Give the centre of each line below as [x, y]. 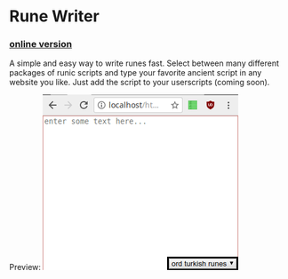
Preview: [25, 267]
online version [41, 44]
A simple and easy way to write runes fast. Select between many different [144, 63]
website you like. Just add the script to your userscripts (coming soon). [140, 83]
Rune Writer [54, 16]
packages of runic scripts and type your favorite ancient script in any [136, 73]
